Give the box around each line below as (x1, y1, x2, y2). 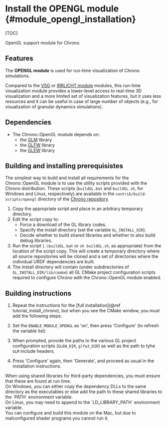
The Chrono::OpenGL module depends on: (12, 131, 100, 137)
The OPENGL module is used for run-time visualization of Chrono (5, 67, 140, 73)
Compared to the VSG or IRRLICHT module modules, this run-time (5, 82, 141, 88)
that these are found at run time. (5, 378, 71, 384)
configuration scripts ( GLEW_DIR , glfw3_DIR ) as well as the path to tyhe (12, 343, 156, 349)
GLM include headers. (12, 348, 55, 354)
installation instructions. (12, 363, 61, 369)
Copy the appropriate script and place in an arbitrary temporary (12, 206, 143, 212)
